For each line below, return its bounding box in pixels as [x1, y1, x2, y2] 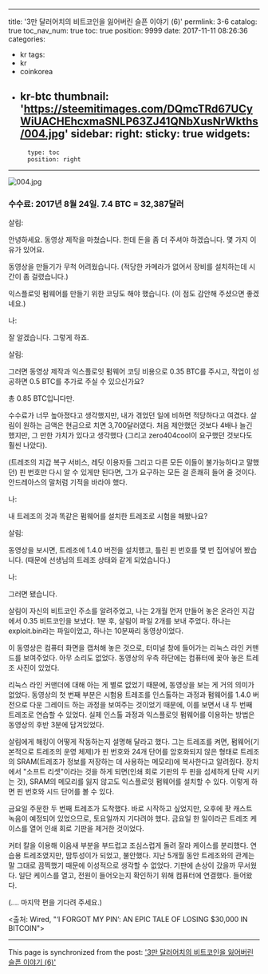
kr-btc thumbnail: [19, 89, 109, 104]
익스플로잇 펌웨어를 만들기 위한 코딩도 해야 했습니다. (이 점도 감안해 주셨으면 [8, 289, 245, 299]
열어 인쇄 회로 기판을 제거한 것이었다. [29, 824, 145, 833]
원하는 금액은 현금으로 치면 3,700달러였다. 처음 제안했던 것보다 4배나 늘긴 [22, 421, 253, 430]
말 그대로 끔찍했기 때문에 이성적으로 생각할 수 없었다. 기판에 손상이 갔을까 [8, 861, 236, 870]
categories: [8, 34, 45, 44]
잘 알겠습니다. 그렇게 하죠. [8, 333, 89, 342]
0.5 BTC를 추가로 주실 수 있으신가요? [29, 377, 144, 386]
